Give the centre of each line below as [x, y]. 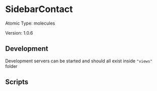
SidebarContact [39, 9]
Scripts [17, 82]
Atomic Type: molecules [30, 23]
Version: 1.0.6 [19, 33]
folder [11, 66]
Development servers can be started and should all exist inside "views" [79, 61]
